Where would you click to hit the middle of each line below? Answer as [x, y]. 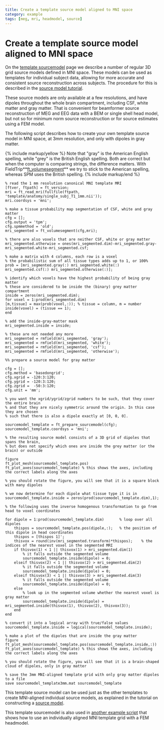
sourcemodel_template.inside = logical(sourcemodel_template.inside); [79, 628]
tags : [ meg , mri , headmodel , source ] [44, 19]
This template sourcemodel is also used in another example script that [76, 713]
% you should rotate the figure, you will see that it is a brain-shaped [82, 662]
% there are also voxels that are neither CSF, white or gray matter [78, 239]
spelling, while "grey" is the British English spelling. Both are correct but [78, 159]
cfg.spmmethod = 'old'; [29, 227]
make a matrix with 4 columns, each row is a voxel [64, 257]
